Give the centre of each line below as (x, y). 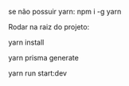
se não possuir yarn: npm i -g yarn (65, 12)
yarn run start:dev (38, 73)
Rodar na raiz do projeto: (49, 27)
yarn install (26, 42)
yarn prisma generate (44, 58)
